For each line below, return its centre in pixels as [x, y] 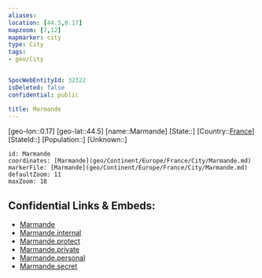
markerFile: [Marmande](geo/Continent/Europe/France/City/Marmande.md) [128, 168]
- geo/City [26, 60]
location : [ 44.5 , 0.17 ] [45, 23]
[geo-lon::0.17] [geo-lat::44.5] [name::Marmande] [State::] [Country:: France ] [131, 131]
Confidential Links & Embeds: [82, 205]
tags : [17, 52]
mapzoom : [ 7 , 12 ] [35, 30]
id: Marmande [30, 154]
